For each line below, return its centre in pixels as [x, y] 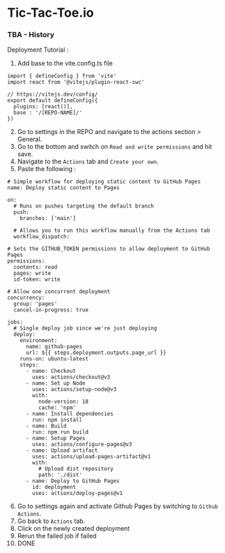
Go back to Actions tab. [51, 521]
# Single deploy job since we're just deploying [85, 329]
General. [30, 139]
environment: [39, 341]
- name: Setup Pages [55, 438]
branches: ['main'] [48, 219]
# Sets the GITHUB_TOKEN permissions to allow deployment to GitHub [109, 249]
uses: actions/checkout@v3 [71, 377]
